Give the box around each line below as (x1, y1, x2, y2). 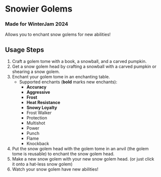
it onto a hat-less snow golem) (12, 161, 73, 167)
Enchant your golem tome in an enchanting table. (12, 74, 110, 80)
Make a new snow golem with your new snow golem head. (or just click (12, 156, 155, 162)
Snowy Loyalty (26, 105, 57, 111)
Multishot (26, 120, 45, 126)
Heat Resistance (26, 100, 60, 105)
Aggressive (26, 89, 50, 95)
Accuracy (26, 84, 47, 90)
